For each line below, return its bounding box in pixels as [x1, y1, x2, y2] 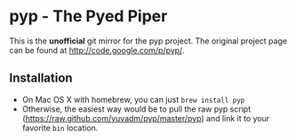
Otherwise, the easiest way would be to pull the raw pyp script [21, 104, 252, 114]
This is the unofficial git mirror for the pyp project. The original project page [9, 35, 287, 46]
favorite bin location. [21, 122, 99, 133]
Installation [9, 71, 73, 86]
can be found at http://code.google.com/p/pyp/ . [9, 44, 185, 55]
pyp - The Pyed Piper [9, 6, 168, 27]
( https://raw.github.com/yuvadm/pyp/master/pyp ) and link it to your [21, 113, 270, 123]
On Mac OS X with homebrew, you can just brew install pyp [21, 94, 245, 105]
